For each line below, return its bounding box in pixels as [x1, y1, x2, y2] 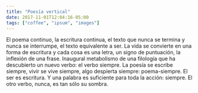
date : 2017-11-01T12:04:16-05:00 [6, 14, 89, 20]
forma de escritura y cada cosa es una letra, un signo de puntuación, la [6, 49, 181, 56]
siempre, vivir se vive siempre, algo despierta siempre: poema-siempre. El [6, 68, 188, 75]
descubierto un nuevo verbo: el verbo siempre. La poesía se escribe [6, 61, 174, 69]
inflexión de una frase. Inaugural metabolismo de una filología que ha [6, 55, 175, 63]
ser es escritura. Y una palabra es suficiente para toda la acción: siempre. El [6, 74, 193, 81]
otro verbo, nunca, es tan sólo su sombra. [6, 80, 109, 88]
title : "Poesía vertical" [6, 8, 70, 15]
